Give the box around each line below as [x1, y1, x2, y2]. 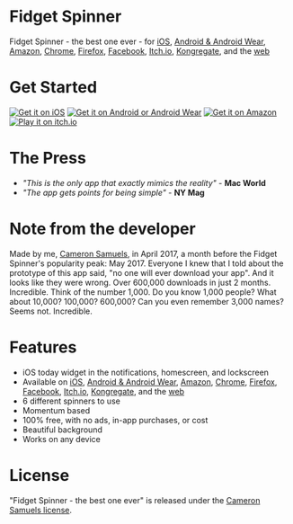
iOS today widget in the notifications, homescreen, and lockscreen [22, 367, 270, 377]
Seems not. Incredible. [9, 306, 93, 316]
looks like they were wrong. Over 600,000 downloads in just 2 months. [9, 277, 271, 288]
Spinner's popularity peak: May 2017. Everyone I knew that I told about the [9, 258, 284, 269]
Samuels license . [9, 504, 73, 515]
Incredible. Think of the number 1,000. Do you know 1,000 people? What [9, 286, 277, 298]
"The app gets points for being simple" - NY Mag [22, 187, 205, 198]
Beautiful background [22, 424, 103, 435]
